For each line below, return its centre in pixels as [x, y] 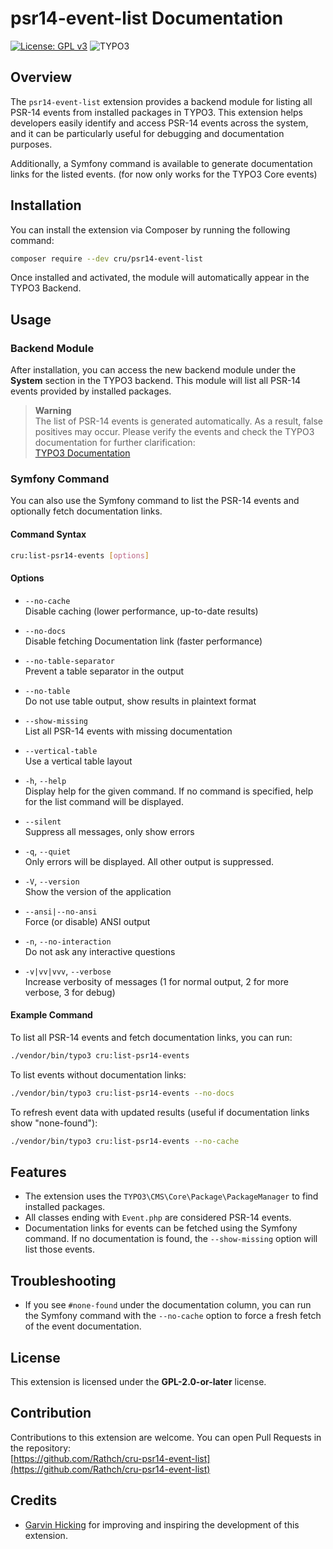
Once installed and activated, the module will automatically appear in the [160, 278]
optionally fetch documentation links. [86, 511]
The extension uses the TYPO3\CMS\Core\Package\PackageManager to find [171, 1196]
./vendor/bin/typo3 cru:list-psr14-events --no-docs [122, 1093]
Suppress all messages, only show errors [109, 831]
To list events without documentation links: [98, 1074]
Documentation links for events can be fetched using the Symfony [161, 1228]
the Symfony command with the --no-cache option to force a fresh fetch [173, 1316]
